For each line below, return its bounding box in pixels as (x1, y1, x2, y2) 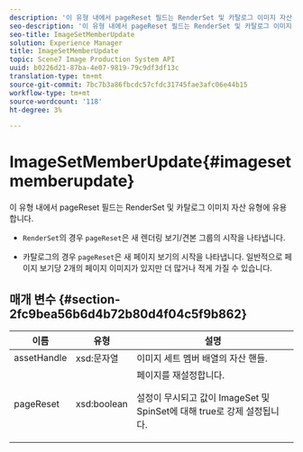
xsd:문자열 (75, 352, 119, 365)
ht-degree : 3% (9, 105, 63, 114)
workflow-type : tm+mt (9, 88, 91, 97)
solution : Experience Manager (9, 38, 124, 48)
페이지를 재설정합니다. (136, 369, 225, 381)
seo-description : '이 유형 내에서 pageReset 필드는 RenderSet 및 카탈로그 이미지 (9, 22, 292, 31)
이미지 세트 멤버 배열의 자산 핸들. (136, 352, 268, 365)
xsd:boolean (75, 398, 128, 410)
